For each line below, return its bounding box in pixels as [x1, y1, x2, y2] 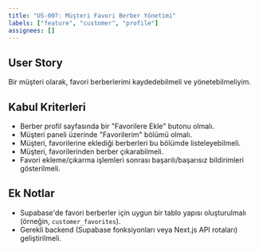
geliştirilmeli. [19, 233, 62, 243]
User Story [8, 56, 63, 69]
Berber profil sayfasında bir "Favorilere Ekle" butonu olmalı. [19, 121, 215, 131]
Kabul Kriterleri [8, 100, 86, 114]
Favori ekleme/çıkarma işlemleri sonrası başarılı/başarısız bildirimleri [19, 155, 245, 164]
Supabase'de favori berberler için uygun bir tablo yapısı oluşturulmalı [19, 208, 247, 218]
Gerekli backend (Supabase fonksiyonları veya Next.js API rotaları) [19, 225, 238, 234]
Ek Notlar [8, 186, 55, 200]
